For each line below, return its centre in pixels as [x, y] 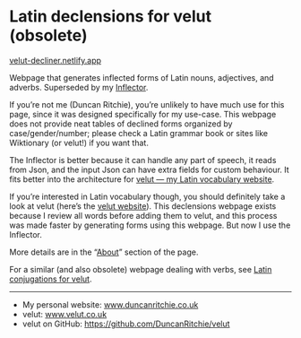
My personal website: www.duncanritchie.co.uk [110, 304]
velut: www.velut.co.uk [64, 314]
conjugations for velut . [51, 279]
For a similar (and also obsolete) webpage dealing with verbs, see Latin [141, 269]
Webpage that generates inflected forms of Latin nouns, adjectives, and [142, 77]
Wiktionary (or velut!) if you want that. [79, 143]
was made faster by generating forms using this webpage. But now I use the [150, 225]
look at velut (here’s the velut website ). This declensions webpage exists [143, 206]
